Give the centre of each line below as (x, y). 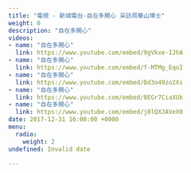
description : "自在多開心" (50, 30)
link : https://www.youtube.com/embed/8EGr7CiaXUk (99, 97)
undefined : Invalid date (49, 149)
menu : (17, 127)
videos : (21, 38)
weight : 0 (25, 23)
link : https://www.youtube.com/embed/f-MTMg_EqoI (99, 68)
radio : (26, 134)
